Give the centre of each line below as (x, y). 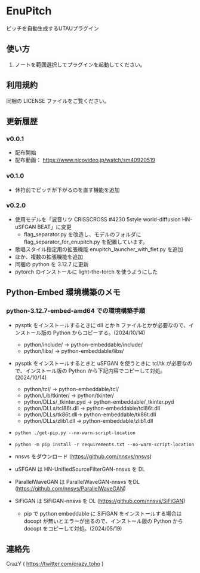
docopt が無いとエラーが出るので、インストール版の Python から (103, 521)
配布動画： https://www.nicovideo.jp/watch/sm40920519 (85, 160)
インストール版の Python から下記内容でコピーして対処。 (96, 371)
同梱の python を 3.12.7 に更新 (52, 264)
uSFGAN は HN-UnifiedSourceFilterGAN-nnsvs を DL (80, 469)
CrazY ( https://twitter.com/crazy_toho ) (55, 564)
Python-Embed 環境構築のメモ (64, 292)
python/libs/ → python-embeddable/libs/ (74, 350)
